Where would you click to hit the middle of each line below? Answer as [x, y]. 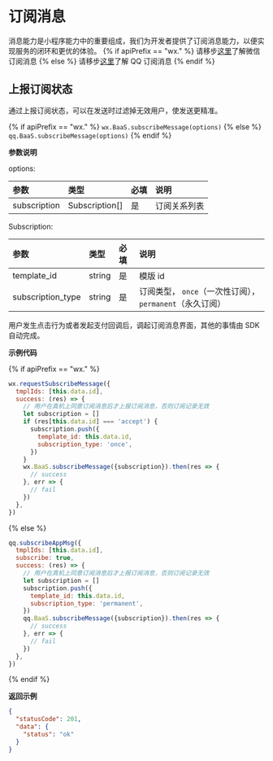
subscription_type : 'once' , [85, 444]
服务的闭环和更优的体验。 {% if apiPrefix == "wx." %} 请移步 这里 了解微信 [138, 50]
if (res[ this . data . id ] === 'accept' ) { [91, 422]
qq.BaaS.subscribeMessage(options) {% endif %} [90, 135]
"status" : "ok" [49, 734]
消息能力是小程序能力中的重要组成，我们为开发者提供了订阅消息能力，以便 [133, 41]
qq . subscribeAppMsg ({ [45, 543]
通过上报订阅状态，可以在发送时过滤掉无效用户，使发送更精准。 [115, 110]
